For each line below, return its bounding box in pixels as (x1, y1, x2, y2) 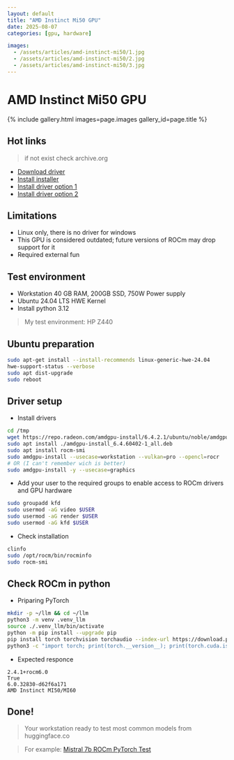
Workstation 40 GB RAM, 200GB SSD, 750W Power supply (17, 289, 186, 298)
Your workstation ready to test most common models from (24, 724, 192, 733)
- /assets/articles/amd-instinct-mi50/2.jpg (13, 55, 145, 63)
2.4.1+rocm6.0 (7, 668, 49, 675)
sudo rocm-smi (7, 558, 49, 566)
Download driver (17, 167, 65, 175)
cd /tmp (7, 427, 30, 434)
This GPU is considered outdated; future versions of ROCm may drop (17, 235, 216, 244)
